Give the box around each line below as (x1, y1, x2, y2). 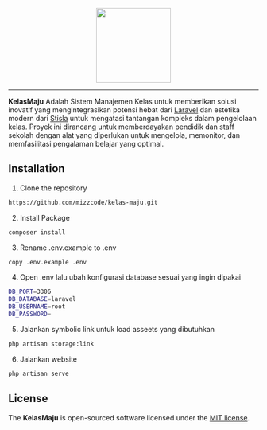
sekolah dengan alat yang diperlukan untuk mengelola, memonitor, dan (8, 131, 241, 139)
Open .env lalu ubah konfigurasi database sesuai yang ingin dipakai (19, 272, 241, 282)
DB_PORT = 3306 (8, 287, 52, 296)
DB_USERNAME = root (8, 303, 66, 311)
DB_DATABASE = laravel (8, 295, 77, 303)
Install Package (19, 213, 70, 222)
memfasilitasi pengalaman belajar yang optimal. (8, 139, 164, 148)
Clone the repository (19, 183, 87, 193)
